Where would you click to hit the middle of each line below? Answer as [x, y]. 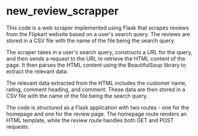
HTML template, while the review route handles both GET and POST [90, 120]
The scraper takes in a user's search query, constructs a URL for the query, [99, 52]
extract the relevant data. [37, 71]
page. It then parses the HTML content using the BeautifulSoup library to [96, 65]
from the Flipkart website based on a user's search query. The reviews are [98, 34]
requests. [18, 126]
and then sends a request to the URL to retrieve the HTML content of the [96, 58]
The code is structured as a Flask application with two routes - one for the [98, 107]
